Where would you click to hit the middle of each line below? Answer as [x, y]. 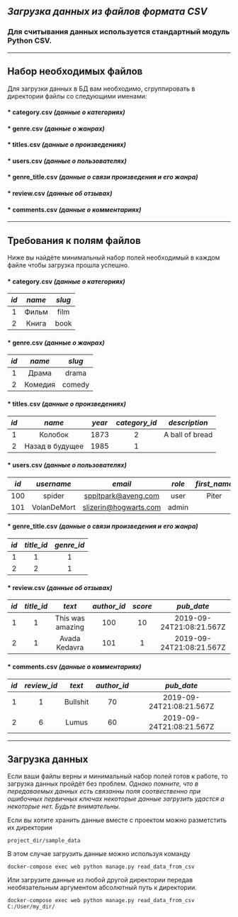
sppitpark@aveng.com [121, 496]
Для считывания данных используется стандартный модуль [119, 32]
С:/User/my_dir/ [31, 907]
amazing [70, 627]
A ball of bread [188, 434]
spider [54, 496]
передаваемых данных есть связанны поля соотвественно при [104, 791]
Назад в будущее [54, 446]
